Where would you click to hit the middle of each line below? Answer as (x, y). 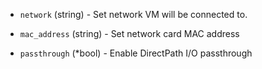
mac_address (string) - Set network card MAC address (129, 33)
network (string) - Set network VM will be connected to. (133, 14)
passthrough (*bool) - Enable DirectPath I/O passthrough (136, 53)
